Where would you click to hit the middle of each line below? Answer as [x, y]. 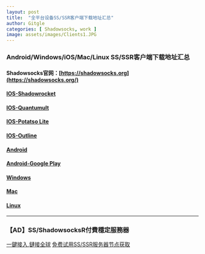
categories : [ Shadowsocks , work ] [52, 29]
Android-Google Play [34, 164]
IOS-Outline [22, 136]
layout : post [23, 12]
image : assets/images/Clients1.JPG [52, 35]
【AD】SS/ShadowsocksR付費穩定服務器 [68, 230]
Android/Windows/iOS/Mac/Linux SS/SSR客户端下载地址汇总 [98, 57]
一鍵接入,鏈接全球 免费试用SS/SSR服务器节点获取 [68, 244]
